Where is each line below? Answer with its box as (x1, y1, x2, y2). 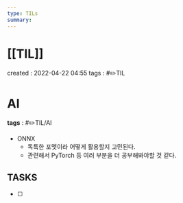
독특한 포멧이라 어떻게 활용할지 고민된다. (27, 143, 136, 151)
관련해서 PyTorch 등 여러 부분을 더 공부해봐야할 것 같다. (27, 152, 177, 160)
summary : (7, 16, 32, 23)
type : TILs (7, 10, 38, 17)
